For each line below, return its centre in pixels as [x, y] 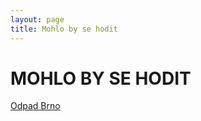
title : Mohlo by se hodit [64, 29]
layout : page [37, 19]
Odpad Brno [35, 106]
